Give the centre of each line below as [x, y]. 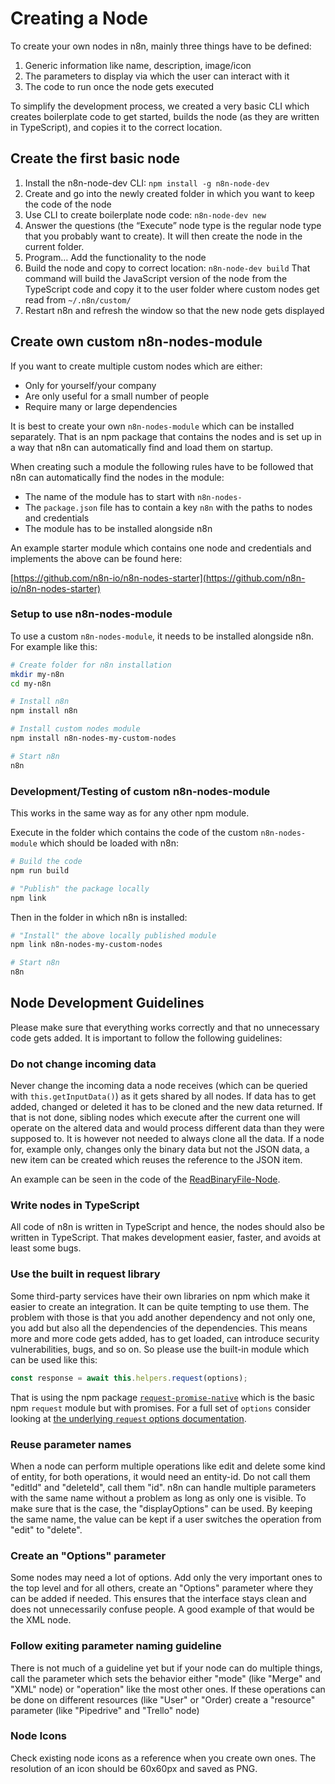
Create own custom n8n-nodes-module [136, 342]
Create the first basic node [95, 158]
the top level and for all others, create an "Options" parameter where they [161, 1588]
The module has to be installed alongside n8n [118, 528]
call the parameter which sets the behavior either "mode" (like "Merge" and [166, 1678]
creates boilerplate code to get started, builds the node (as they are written [165, 116]
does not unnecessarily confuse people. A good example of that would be [162, 1609]
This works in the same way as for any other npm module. [130, 813]
